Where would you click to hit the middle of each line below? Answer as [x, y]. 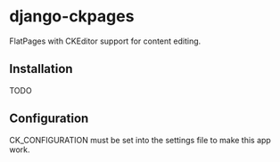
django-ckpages [72, 16]
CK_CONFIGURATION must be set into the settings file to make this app [140, 140]
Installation [41, 69]
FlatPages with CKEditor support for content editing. [105, 41]
